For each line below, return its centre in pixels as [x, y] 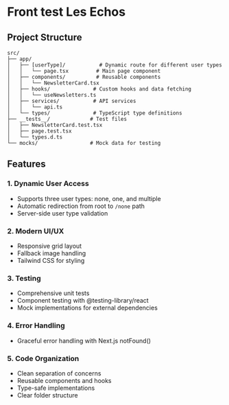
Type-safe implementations [56, 388]
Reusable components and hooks [64, 380]
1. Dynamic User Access [48, 184]
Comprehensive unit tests [53, 293]
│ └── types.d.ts [35, 137]
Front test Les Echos [66, 12]
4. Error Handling [36, 325]
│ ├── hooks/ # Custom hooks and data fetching [99, 89]
